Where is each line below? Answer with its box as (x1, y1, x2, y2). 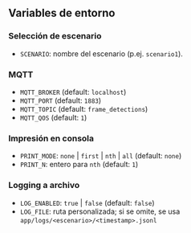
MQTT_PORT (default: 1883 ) (19, 96, 102, 105)
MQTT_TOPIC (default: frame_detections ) (19, 104, 148, 113)
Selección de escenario (8, 31, 102, 42)
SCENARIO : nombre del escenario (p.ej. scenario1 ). (19, 48, 183, 59)
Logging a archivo (8, 180, 80, 191)
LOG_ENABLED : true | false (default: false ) (19, 198, 155, 207)
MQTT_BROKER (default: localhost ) (19, 87, 127, 96)
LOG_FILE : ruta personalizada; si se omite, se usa (19, 206, 181, 216)
